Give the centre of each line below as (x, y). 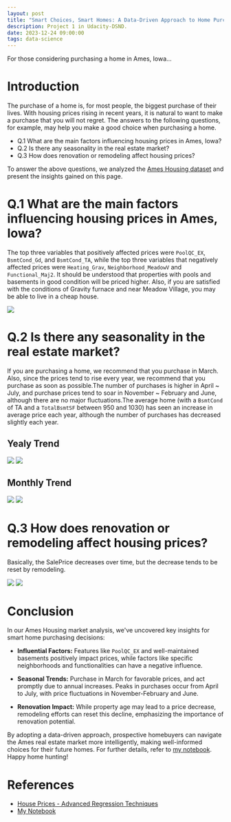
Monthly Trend (40, 483)
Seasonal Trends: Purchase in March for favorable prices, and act (111, 679)
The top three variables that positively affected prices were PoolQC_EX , (107, 253)
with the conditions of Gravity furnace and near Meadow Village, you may (111, 289)
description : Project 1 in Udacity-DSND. (67, 26)
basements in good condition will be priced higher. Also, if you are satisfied (114, 282)
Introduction (43, 86)
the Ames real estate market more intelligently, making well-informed (105, 742)
